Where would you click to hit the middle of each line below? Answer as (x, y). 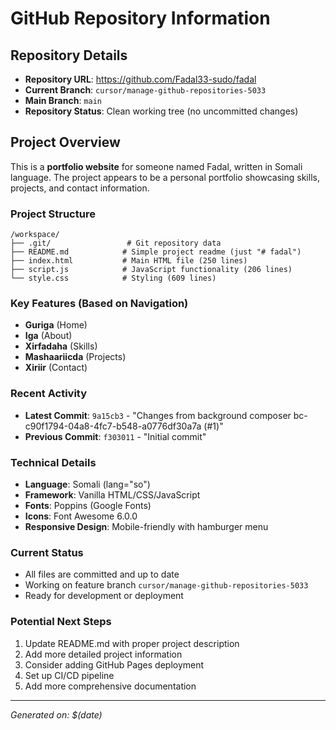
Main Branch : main (63, 100)
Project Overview (65, 142)
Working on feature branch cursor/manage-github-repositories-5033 (166, 585)
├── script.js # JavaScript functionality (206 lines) (151, 270)
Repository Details (69, 55)
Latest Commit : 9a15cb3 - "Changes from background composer (158, 415)
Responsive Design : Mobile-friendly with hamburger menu (146, 526)
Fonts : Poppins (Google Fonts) (88, 505)
